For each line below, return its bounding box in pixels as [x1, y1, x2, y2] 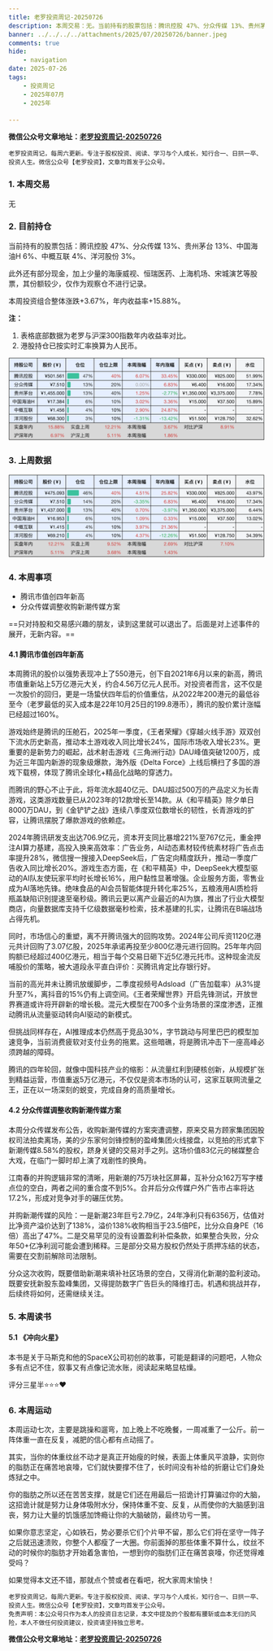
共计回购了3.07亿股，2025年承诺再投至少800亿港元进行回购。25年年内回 [15, 941, 262, 951]
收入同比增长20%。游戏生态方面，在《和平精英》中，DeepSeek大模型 [15, 863, 252, 873]
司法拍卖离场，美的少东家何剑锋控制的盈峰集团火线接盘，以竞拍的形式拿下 [15, 1135, 265, 1145]
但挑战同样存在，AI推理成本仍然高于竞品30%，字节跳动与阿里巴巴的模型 [8, 1027, 252, 1037]
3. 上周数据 [8, 455, 52, 466]
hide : [8, 47, 27, 56]
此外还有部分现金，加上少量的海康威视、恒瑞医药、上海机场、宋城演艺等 [8, 269, 250, 278]
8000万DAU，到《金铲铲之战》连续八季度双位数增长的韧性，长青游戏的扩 [8, 806, 255, 815]
